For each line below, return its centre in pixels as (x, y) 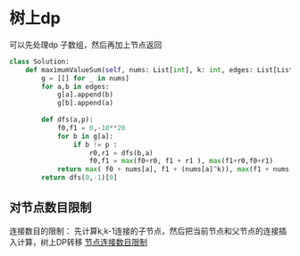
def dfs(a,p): (67, 120)
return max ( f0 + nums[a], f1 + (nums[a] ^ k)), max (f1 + (163, 169)
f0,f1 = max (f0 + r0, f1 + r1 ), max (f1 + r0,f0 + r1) (181, 161)
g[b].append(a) (85, 103)
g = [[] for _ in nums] (85, 78)
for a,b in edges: (75, 87)
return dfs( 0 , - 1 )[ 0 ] (79, 178)
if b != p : (95, 145)
